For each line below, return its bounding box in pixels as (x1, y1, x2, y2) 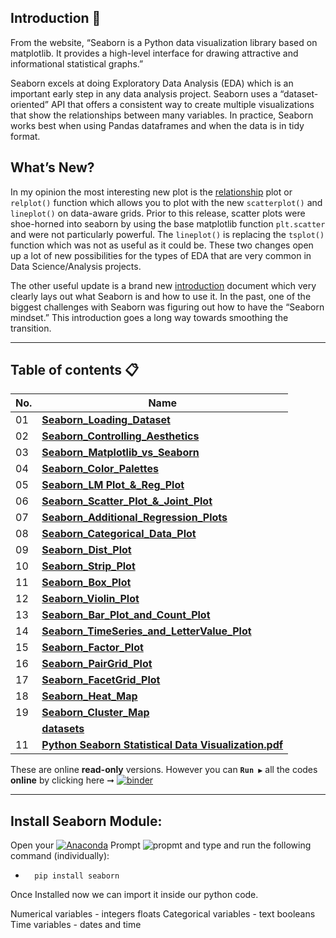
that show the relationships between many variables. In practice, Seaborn (10, 109, 314, 121)
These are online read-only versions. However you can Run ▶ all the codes (10, 764, 318, 776)
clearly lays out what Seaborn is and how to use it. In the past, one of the (10, 290, 312, 302)
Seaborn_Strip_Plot (41, 559, 136, 573)
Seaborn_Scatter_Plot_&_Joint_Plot (41, 494, 213, 508)
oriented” (10, 98, 49, 110)
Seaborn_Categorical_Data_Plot (41, 527, 197, 541)
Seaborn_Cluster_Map (41, 706, 150, 720)
